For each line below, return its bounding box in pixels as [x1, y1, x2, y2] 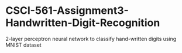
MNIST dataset [5, 41, 42, 48]
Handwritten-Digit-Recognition [5, 16, 160, 29]
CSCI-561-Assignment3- [5, 4, 129, 17]
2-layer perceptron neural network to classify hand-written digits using [5, 35, 177, 42]
